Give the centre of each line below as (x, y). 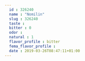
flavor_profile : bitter (35, 42)
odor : (16, 32)
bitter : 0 (20, 28)
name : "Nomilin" (27, 14)
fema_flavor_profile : (32, 46)
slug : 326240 (23, 19)
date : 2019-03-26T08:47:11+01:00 (44, 51)
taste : (17, 23)
